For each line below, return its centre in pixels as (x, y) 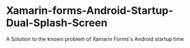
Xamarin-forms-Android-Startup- (90, 11)
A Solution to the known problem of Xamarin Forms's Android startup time (95, 39)
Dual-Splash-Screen (57, 23)
